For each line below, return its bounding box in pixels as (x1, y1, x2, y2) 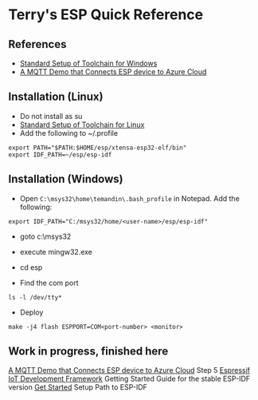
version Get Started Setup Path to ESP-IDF (8, 382, 147, 392)
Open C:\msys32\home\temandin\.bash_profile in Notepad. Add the (19, 193, 240, 203)
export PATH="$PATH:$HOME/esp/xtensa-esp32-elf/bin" (8, 144, 187, 152)
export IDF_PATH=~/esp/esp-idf (8, 150, 112, 159)
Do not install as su (19, 111, 83, 121)
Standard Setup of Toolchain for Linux (19, 120, 145, 129)
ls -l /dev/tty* (8, 293, 62, 301)
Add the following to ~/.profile (19, 128, 118, 137)
